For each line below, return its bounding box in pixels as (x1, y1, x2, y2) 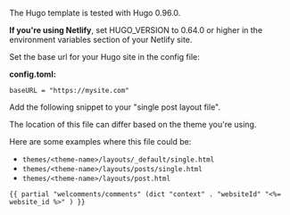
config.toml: (9, 69, 56, 79)
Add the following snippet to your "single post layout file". (9, 102, 221, 112)
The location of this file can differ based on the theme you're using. (9, 120, 257, 129)
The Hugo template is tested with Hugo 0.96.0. (9, 8, 181, 18)
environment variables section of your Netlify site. (9, 35, 193, 45)
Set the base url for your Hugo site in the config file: (9, 52, 201, 62)
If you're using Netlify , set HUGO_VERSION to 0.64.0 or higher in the (9, 25, 263, 35)
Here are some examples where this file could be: (9, 136, 192, 146)
